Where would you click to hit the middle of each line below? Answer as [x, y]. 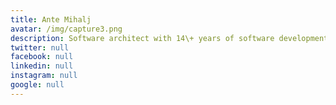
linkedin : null [42, 66]
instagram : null [44, 76]
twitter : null [40, 47]
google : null [37, 85]
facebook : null [42, 57]
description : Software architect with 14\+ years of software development [169, 38]
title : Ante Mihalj [51, 19]
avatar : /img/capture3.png [66, 29]
